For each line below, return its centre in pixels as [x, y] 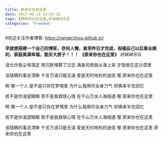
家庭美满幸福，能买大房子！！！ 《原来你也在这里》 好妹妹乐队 [78, 55]
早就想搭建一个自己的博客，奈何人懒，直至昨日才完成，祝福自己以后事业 [79, 48]
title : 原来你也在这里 [26, 10]
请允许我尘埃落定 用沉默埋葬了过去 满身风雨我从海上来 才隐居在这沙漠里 [78, 65]
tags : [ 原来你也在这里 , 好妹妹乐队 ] [37, 19]
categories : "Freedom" [28, 23]
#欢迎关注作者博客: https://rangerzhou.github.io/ [55, 38]
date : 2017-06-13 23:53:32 [33, 14]
